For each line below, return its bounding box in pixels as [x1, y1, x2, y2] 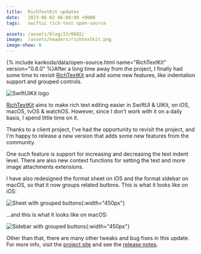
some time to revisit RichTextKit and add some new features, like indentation [6, 72, 196, 78]
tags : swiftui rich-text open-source [6, 20, 107, 26]
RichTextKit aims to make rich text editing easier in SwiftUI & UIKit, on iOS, [6, 101, 190, 109]
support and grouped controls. [6, 78, 82, 85]
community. [6, 139, 36, 145]
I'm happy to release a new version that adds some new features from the [6, 132, 190, 139]
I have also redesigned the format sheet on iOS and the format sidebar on [6, 175, 188, 182]
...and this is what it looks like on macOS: [6, 211, 108, 218]
